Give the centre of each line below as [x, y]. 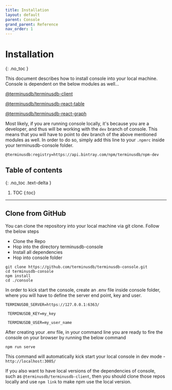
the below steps [22, 231]
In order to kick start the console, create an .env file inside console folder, [83, 290]
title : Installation [27, 10]
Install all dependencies [38, 252]
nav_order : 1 [19, 29]
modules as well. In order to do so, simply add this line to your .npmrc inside [85, 140]
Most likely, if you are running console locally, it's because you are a [77, 124]
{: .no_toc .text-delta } [28, 183]
